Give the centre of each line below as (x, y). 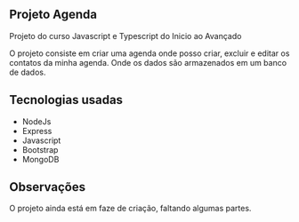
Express (37, 131)
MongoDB (40, 159)
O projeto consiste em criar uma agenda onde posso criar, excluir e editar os (149, 53)
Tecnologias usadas (66, 100)
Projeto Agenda (53, 15)
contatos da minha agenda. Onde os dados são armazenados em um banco (148, 62)
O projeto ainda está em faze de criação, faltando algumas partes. (130, 209)
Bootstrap (40, 149)
